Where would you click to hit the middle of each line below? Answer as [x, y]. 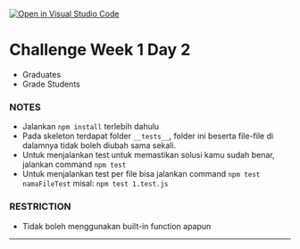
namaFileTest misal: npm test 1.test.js [95, 184]
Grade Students [51, 84]
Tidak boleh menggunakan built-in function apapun [117, 226]
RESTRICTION [40, 207]
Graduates [42, 74]
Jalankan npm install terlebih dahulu [91, 127]
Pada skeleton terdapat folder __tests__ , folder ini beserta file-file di [148, 136]
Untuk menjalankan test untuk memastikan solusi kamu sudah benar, [148, 155]
